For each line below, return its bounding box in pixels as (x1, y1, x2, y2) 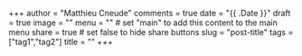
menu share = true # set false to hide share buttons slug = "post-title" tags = (8, 27, 294, 37)
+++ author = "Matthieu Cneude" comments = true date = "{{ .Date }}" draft (8, 8, 291, 18)
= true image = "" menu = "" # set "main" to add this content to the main (8, 17, 278, 28)
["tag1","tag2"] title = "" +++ (8, 36, 114, 47)
